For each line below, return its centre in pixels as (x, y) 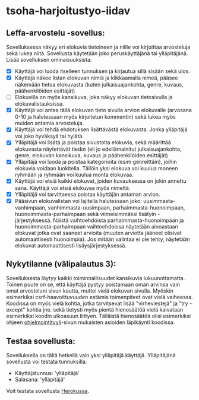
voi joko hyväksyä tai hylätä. (49, 136)
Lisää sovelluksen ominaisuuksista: (49, 60)
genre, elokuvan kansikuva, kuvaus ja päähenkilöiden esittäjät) (91, 155)
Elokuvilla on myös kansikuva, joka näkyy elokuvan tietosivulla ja (94, 97)
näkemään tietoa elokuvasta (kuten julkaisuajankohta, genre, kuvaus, (99, 85)
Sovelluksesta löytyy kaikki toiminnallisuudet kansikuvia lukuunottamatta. (96, 278)
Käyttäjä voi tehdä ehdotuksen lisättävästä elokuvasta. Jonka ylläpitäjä (101, 129)
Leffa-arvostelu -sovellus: (56, 33)
